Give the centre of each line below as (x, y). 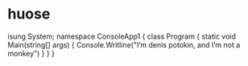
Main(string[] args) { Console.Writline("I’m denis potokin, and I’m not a (124, 44)
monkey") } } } (31, 53)
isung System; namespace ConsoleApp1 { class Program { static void (122, 36)
